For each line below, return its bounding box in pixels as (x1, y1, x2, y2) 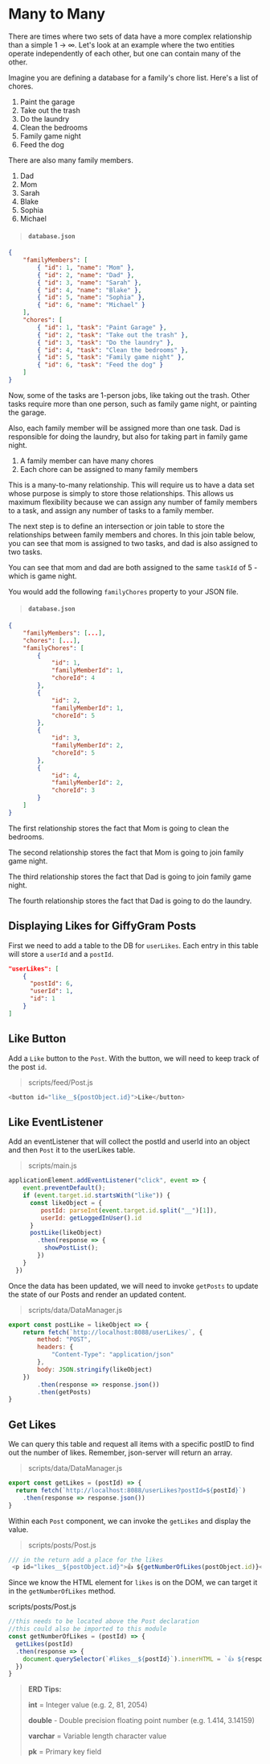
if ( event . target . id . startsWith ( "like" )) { (22, 1191, 171, 1200)
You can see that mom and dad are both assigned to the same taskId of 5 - (8, 562, 258, 572)
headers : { (37, 1343, 74, 1352)
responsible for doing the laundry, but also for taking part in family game (8, 432, 248, 441)
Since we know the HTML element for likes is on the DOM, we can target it (8, 1578, 258, 1588)
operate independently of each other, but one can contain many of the (8, 48, 241, 58)
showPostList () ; (43, 1244, 99, 1253)
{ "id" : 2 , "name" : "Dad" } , (37, 271, 135, 279)
